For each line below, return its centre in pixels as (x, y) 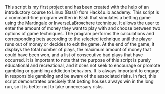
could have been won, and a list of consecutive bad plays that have (74, 55)
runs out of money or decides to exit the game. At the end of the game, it (80, 44)
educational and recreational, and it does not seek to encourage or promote (82, 65)
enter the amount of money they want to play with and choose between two (83, 28)
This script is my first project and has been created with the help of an (77, 7)
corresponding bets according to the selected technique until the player (79, 39)
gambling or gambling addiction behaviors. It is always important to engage (82, 71)
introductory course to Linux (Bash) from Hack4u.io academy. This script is (82, 12)
